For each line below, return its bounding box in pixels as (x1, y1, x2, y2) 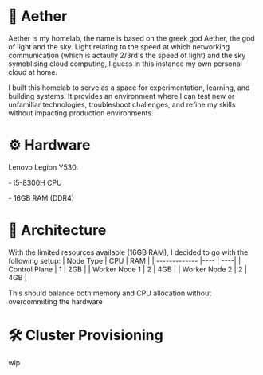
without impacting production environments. (8, 107, 154, 118)
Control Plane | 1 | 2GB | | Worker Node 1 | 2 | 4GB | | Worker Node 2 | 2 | (8, 264, 247, 274)
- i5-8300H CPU (8, 178, 62, 187)
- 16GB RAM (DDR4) (8, 193, 75, 202)
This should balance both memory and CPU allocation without (8, 288, 212, 298)
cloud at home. (8, 67, 58, 76)
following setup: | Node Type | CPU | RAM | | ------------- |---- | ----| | (8, 256, 241, 265)
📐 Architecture (8, 221, 107, 240)
